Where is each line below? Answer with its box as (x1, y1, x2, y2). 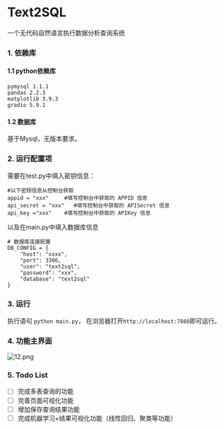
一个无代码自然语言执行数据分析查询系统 (7, 28, 125, 37)
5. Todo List (7, 370, 48, 380)
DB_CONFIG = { (7, 244, 49, 251)
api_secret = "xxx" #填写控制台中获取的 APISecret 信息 (7, 202, 170, 209)
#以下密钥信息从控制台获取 (7, 187, 74, 194)
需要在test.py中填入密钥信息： (7, 171, 95, 180)
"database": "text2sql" (20, 275, 90, 282)
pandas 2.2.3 (7, 89, 46, 96)
